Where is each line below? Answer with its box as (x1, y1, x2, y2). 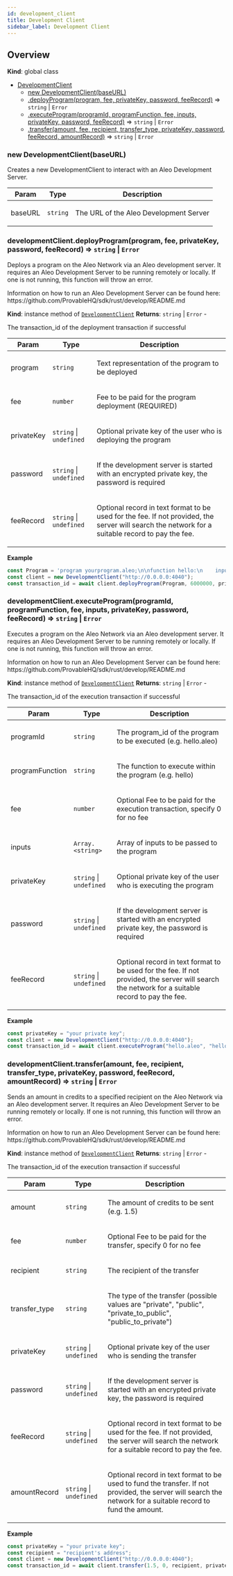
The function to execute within (116, 761, 216, 771)
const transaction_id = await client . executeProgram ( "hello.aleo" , (7, 1043, 207, 1050)
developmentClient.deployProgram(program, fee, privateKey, (7, 236, 220, 246)
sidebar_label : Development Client (7, 23, 110, 30)
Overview (7, 49, 51, 61)
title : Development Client (7, 17, 85, 24)
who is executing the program (116, 881, 214, 890)
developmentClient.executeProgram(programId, (7, 596, 173, 606)
